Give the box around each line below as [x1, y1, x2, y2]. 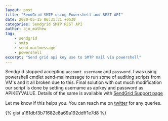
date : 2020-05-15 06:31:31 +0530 [5, 17, 76, 22]
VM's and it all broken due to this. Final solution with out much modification [5, 79, 162, 85]
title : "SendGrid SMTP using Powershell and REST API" [5, 12, 123, 17]
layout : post [5, 7, 33, 13]
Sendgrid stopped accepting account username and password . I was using [5, 69, 157, 75]
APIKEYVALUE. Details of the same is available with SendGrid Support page [5, 90, 163, 97]
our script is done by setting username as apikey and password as [5, 85, 144, 91]
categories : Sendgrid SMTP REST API [5, 21, 82, 27]
